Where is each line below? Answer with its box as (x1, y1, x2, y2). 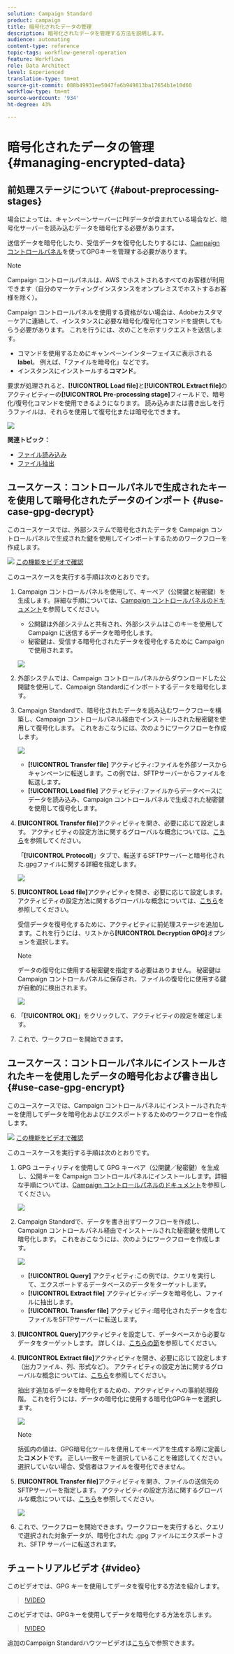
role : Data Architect (7, 62, 71, 69)
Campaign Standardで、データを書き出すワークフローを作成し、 (17, 1217, 204, 1226)
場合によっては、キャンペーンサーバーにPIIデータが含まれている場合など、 (7, 214, 221, 224)
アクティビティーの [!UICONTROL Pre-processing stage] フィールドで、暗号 (7, 390, 226, 398)
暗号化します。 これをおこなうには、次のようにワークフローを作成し (17, 1234, 215, 1243)
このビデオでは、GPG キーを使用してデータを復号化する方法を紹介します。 (7, 1582, 224, 1590)
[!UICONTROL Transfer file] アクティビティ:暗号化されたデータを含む (27, 1306, 228, 1315)
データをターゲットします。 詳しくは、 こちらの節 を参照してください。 (17, 1338, 221, 1347)
